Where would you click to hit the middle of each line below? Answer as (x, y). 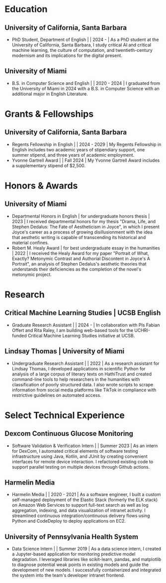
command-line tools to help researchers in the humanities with (76, 379)
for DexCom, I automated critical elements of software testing (75, 451)
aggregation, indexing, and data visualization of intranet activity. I (79, 511)
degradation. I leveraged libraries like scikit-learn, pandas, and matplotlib (86, 560)
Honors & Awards (41, 186)
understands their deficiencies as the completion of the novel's (77, 269)
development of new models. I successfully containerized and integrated (86, 570)
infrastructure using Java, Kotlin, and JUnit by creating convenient (80, 456)
